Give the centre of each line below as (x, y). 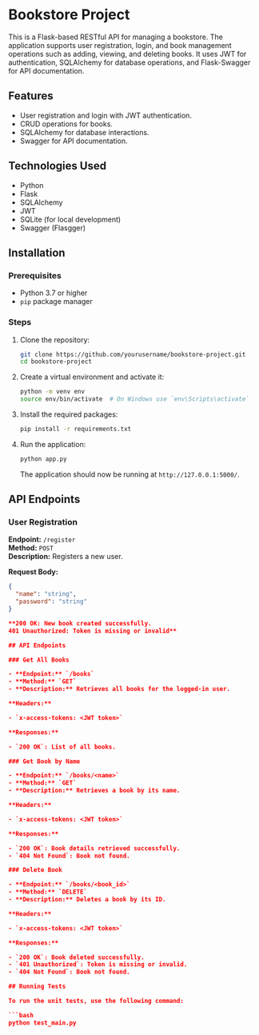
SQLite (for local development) (70, 219)
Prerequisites (35, 275)
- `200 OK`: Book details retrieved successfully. (94, 848)
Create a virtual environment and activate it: (92, 377)
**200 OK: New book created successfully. (80, 623)
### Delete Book (35, 870)
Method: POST (31, 548)
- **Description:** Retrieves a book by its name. (94, 791)
